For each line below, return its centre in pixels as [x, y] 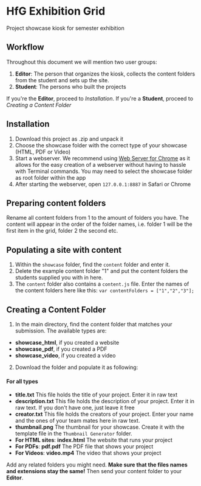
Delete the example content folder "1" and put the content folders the [101, 271]
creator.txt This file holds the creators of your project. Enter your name [104, 414]
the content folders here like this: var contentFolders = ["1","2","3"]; [104, 291]
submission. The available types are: [61, 331]
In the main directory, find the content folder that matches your [94, 324]
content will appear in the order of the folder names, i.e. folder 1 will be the [99, 224]
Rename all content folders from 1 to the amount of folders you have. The [98, 218]
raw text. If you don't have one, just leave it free [75, 408]
